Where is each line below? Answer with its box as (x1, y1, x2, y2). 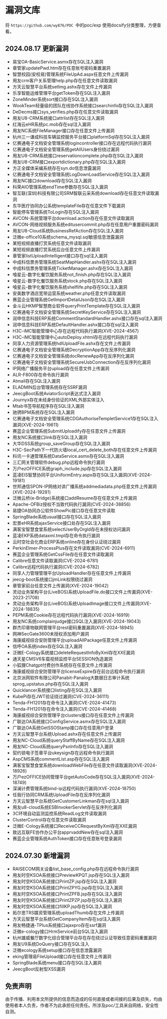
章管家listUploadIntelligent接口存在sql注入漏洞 (12, 252, 108, 258)
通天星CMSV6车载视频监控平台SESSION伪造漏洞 (12, 655, 113, 661)
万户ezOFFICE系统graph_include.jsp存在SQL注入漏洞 (12, 465, 122, 471)
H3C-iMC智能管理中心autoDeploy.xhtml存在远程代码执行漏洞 (12, 334, 138, 340)
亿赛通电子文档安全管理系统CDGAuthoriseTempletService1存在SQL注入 (12, 415, 159, 421)
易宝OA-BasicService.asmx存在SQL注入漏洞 (12, 59, 104, 65)
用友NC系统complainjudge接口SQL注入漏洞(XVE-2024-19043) (12, 618, 141, 624)
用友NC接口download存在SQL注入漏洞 (12, 177, 92, 183)
